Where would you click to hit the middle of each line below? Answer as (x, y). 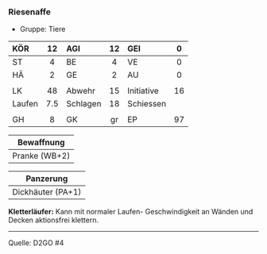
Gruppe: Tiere (43, 29)
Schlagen (84, 104)
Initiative (143, 91)
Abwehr (81, 91)
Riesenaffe (30, 12)
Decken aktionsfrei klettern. (54, 220)
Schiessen (147, 104)
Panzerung (47, 179)
